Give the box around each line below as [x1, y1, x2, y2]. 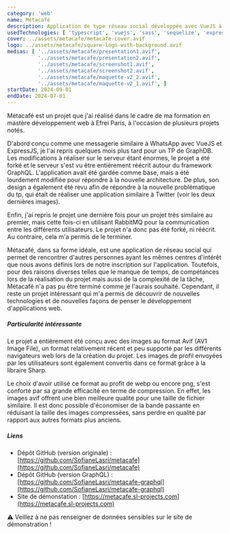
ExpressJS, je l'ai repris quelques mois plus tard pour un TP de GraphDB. [7, 147, 214, 155]
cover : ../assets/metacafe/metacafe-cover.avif [7, 36, 146, 42]
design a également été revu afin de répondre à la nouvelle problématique [7, 183, 216, 191]
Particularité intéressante [7, 320, 82, 328]
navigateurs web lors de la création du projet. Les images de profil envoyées [7, 351, 222, 359]
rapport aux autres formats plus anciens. [7, 416, 122, 424]
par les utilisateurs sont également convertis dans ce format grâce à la [7, 359, 206, 367]
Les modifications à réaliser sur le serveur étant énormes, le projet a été [7, 154, 210, 162]
